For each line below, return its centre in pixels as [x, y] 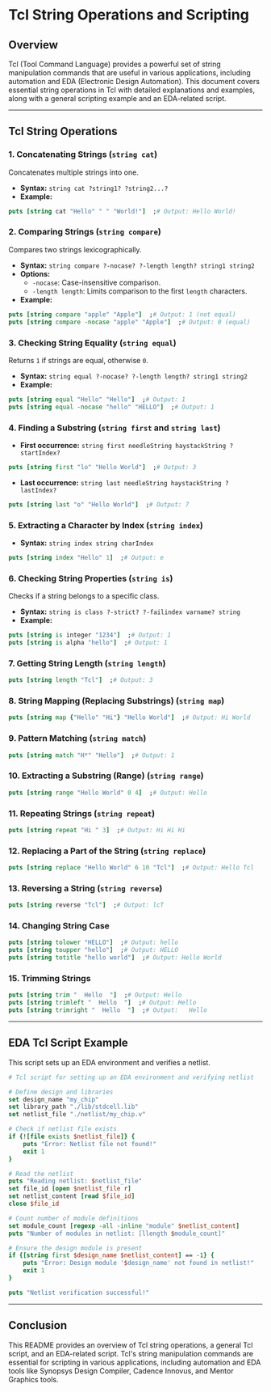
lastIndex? [38, 490]
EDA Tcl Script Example [69, 1043]
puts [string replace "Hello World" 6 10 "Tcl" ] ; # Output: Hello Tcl [131, 868]
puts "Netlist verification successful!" [79, 1293]
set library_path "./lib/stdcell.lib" [73, 1107]
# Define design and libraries [61, 1092]
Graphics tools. [33, 1379]
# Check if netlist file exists [63, 1129]
